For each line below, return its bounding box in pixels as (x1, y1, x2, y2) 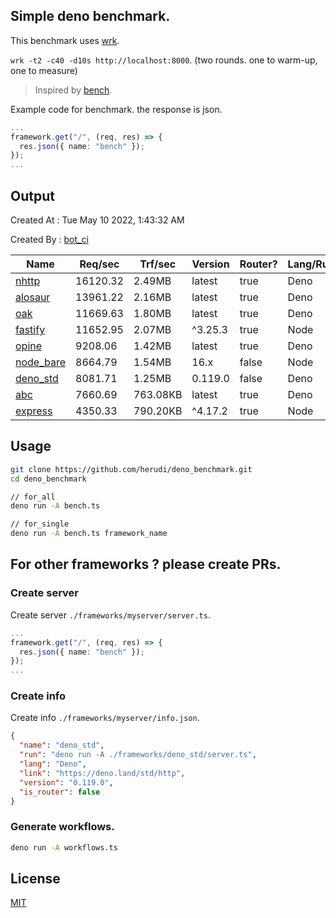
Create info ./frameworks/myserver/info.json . (10, 712, 200, 724)
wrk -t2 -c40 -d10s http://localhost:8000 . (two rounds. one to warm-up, (10, 54, 318, 66)
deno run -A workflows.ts (10, 842, 118, 853)
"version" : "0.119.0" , (19, 777, 114, 788)
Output (10, 187, 55, 204)
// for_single (10, 519, 70, 529)
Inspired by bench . (34, 84, 113, 96)
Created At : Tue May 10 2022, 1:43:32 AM (10, 214, 185, 226)
